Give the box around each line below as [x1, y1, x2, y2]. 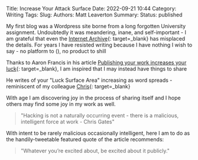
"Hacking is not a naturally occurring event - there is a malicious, [20, 112, 179, 119]
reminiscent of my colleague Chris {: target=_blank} [6, 83, 131, 90]
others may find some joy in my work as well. [6, 101, 116, 108]
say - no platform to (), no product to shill [6, 48, 106, 55]
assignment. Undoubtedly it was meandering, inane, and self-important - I [6, 29, 186, 36]
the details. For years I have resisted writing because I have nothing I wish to [6, 41, 193, 48]
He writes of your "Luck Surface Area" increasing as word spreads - [6, 76, 173, 84]
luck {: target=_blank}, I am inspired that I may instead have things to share [6, 65, 187, 72]
